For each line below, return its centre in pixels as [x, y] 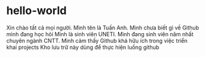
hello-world [37, 11]
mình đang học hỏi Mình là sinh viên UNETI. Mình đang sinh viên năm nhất [100, 34]
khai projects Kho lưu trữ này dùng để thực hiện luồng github [83, 47]
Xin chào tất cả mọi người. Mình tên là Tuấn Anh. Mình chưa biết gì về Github [103, 28]
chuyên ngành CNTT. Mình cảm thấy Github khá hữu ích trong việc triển [97, 40]
